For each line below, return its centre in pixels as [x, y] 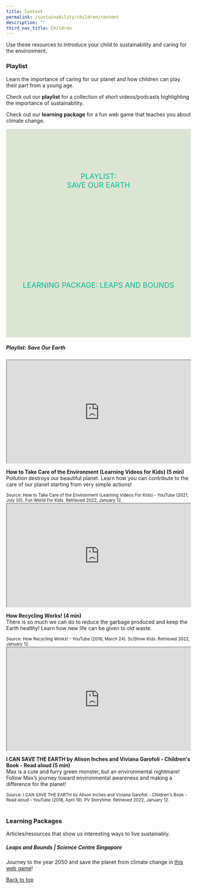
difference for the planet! [36, 784]
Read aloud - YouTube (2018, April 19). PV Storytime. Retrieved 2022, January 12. [88, 800]
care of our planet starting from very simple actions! [69, 485]
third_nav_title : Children [39, 28]
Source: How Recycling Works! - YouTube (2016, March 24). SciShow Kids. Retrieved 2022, [98, 639]
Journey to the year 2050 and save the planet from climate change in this [95, 862]
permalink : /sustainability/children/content [62, 17]
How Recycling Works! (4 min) [44, 615]
